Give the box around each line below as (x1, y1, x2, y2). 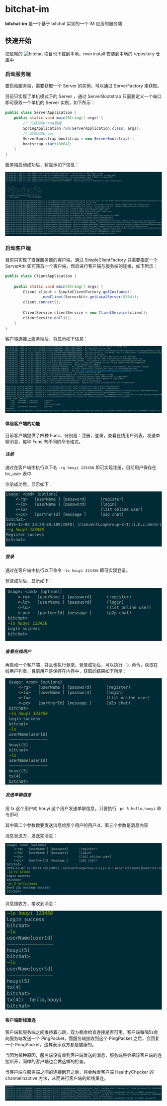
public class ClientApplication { (5, 274, 77, 278)
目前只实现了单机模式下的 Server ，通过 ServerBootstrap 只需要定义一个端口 (5, 93, 162, 99)
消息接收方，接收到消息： (5, 901, 58, 907)
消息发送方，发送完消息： (5, 832, 58, 838)
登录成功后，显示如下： (5, 578, 53, 584)
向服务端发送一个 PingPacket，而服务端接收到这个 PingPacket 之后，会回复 (5, 1035, 160, 1041)
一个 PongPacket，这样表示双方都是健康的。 (5, 1041, 96, 1047)
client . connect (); (23, 300, 61, 305)
